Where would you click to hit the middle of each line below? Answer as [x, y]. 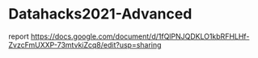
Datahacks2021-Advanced [100, 14]
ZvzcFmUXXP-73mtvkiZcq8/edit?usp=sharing [85, 44]
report [19, 36]
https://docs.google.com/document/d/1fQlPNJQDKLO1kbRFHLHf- [140, 36]
